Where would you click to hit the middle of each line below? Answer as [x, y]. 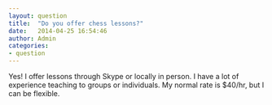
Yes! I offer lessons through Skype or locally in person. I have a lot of [124, 76]
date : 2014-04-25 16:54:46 [58, 31]
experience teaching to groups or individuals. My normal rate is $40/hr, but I [136, 85]
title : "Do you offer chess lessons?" [76, 23]
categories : [29, 46]
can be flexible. [34, 93]
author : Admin [33, 38]
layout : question [38, 16]
